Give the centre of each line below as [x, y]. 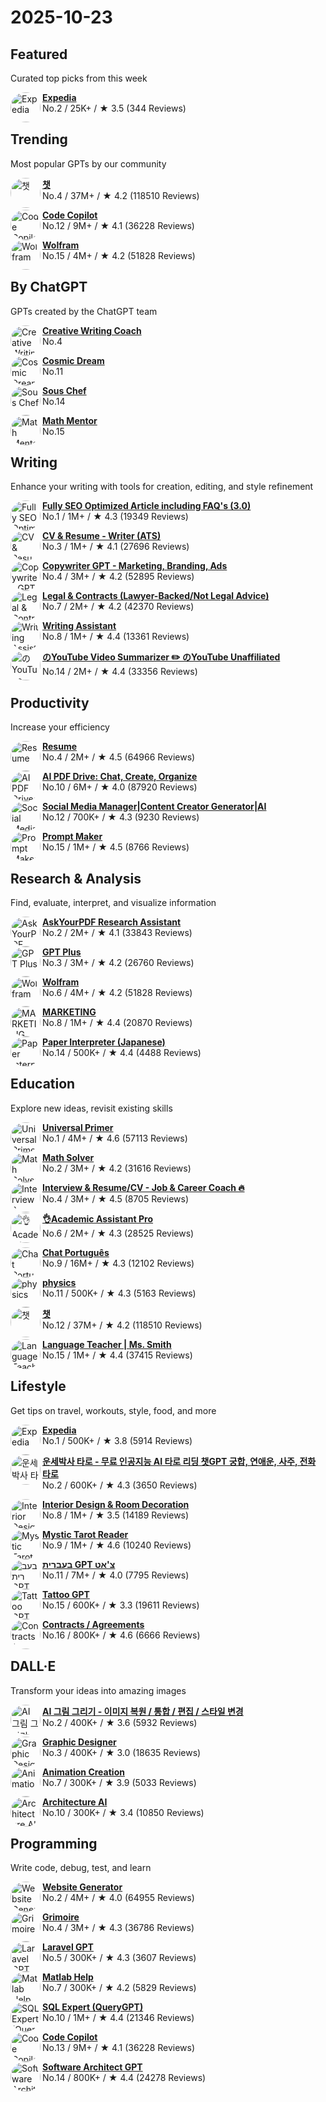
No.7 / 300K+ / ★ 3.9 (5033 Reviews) [119, 1782]
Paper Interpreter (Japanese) [104, 1042]
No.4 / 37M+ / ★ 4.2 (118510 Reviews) [121, 195]
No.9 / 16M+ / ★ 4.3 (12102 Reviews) [118, 1263]
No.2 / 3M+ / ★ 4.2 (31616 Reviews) [117, 1168]
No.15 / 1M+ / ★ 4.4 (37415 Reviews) [117, 1355]
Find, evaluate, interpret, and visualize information [113, 903]
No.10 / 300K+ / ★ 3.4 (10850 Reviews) [123, 1812]
